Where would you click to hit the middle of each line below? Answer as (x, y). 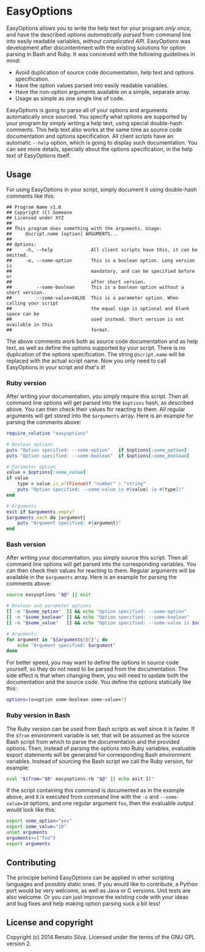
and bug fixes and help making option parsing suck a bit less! (83, 903)
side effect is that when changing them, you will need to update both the (97, 676)
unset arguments (27, 832)
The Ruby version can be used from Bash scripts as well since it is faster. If (101, 729)
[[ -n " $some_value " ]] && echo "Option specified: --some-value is (98, 623)
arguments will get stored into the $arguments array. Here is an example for (100, 416)
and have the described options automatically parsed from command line (99, 34)
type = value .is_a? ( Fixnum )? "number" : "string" (82, 484)
